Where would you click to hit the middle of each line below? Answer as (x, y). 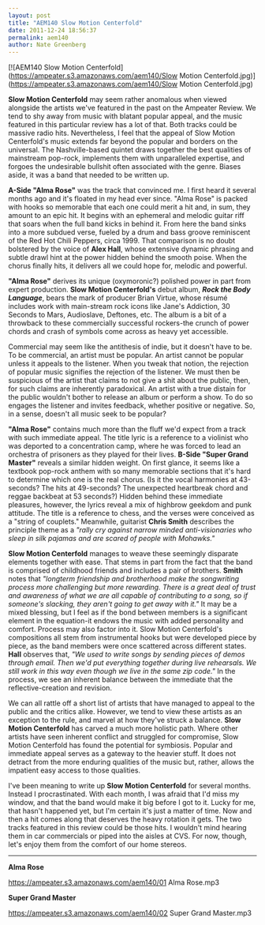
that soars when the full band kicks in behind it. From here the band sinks (127, 224)
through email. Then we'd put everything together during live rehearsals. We (132, 663)
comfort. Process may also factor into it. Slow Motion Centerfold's (116, 630)
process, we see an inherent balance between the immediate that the (121, 679)
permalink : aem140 (38, 38)
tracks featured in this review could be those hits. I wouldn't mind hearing (127, 828)
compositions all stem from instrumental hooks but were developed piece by (132, 637)
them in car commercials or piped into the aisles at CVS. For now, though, (127, 836)
